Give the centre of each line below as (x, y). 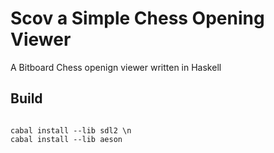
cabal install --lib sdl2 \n (71, 130)
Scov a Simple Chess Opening (137, 18)
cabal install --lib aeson (66, 139)
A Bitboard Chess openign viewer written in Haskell (116, 67)
